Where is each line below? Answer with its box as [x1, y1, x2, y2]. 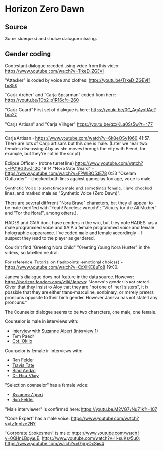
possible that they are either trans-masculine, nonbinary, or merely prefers [5, 289, 154, 295]
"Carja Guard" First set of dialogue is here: [5, 106, 90, 113]
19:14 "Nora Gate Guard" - [41, 165, 94, 171]
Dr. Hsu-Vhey [12, 373, 39, 378]
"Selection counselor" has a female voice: [5, 382, 89, 388]
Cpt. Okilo [12, 338, 33, 344]
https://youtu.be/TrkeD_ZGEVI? [88, 77, 151, 83]
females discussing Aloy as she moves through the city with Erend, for [5, 145, 146, 151]
